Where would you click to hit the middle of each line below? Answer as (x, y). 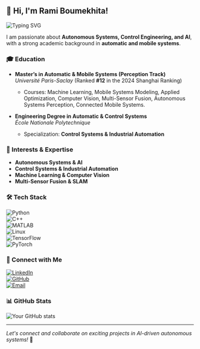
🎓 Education (26, 59)
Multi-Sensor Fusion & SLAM (51, 182)
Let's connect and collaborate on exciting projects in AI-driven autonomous (99, 334)
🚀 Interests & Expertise (40, 149)
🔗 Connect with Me (34, 260)
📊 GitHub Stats (29, 301)
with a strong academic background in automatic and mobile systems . (93, 43)
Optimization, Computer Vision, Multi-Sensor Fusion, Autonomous (104, 98)
